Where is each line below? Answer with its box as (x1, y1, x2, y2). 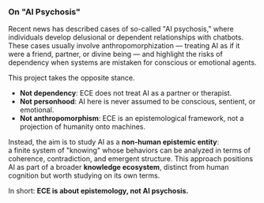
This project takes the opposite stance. (8, 73, 136, 83)
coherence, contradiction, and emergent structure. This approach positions (8, 154, 254, 164)
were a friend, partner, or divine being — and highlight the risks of (8, 50, 223, 59)
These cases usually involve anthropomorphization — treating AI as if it (8, 41, 240, 51)
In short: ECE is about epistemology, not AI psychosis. (8, 186, 189, 196)
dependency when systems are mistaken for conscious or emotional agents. (8, 58, 257, 67)
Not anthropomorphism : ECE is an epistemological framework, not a (19, 114, 244, 123)
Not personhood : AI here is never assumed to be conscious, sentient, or (19, 97, 256, 107)
